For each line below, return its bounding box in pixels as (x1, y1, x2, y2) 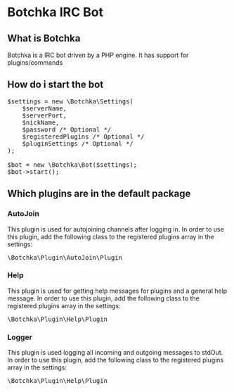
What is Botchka (7, 32, 81, 44)
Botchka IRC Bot (7, 4, 104, 20)
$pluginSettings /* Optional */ (22, 139, 134, 148)
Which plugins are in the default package (7, 188, 191, 200)
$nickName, (22, 118, 60, 127)
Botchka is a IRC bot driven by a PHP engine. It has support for (7, 51, 189, 59)
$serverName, (22, 104, 67, 113)
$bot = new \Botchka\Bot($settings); (7, 160, 138, 169)
